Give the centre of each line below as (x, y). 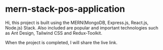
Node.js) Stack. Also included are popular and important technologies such (82, 27)
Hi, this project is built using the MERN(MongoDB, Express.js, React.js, (77, 23)
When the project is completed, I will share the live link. (61, 42)
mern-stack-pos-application (65, 9)
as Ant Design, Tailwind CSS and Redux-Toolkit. (54, 33)
